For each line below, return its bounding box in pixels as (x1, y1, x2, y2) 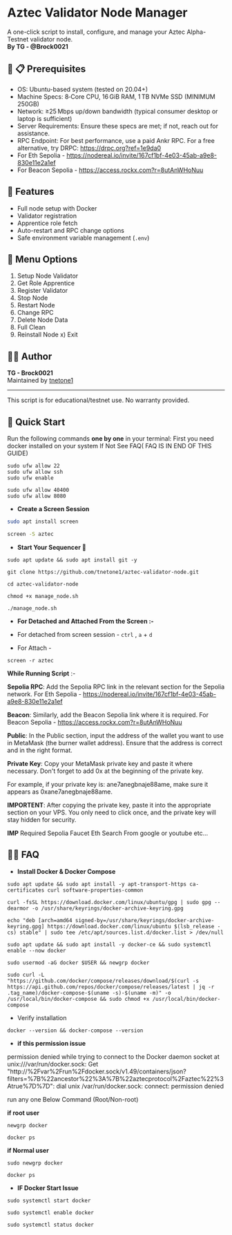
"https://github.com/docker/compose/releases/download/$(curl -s (7, 977, 199, 984)
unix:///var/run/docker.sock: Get (7, 1060, 99, 1068)
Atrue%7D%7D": (7, 1082, 55, 1090)
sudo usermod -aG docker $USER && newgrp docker (7, 959, 150, 966)
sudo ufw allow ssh (7, 468, 64, 475)
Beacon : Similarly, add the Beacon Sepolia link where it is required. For (7, 710, 209, 719)
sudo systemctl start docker (7, 1197, 91, 1204)
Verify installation (17, 1013, 67, 1022)
